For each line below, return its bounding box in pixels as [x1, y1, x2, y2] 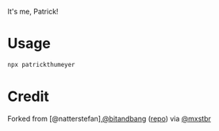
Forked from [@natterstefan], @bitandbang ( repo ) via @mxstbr [7, 114, 211, 123]
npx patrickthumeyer [7, 60, 76, 68]
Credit [7, 87, 49, 106]
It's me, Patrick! [7, 7, 59, 16]
